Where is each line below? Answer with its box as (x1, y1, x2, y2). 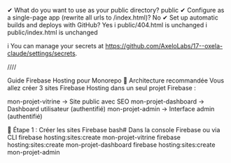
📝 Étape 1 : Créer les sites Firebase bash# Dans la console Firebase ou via (7, 126, 220, 134)
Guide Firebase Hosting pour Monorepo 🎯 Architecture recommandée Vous (7, 76, 225, 85)
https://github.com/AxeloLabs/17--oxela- (104, 42, 223, 50)
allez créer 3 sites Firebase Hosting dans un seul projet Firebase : (7, 84, 196, 92)
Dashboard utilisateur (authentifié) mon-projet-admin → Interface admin (7, 105, 215, 113)
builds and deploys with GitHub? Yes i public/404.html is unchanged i (7, 21, 208, 29)
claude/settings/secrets (7, 49, 76, 57)
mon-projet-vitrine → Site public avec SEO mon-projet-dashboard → (7, 97, 205, 106)
